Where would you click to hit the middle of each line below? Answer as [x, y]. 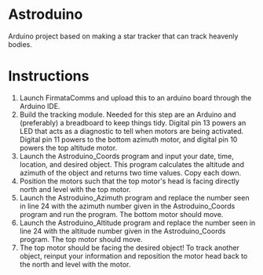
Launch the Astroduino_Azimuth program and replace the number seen [134, 197]
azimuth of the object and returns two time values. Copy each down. [130, 172]
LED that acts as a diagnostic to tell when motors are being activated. [131, 131]
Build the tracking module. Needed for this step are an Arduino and [128, 114]
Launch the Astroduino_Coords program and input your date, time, [126, 156]
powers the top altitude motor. [68, 147]
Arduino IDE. [40, 106]
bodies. [20, 44]
